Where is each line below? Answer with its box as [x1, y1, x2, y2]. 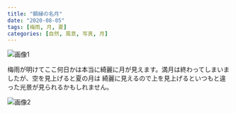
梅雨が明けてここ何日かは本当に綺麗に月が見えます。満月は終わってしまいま [7, 65, 230, 74]
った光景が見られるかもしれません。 [7, 83, 113, 92]
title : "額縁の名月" [7, 10, 62, 18]
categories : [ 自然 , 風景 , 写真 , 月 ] [7, 30, 108, 37]
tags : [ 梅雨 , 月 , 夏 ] [7, 23, 67, 30]
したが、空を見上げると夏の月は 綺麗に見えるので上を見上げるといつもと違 [7, 74, 226, 83]
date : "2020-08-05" [7, 17, 65, 24]
